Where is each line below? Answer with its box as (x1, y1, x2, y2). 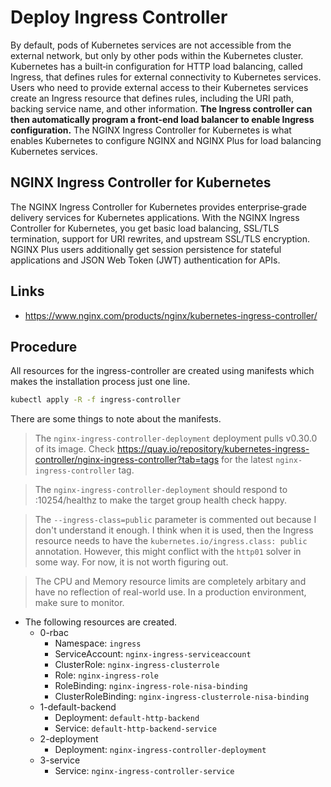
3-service (39, 754, 81, 766)
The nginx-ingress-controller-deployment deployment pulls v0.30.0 (34, 432, 318, 445)
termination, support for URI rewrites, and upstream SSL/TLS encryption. (10, 232, 311, 245)
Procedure (10, 338, 78, 355)
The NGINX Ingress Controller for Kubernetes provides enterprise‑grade (10, 201, 307, 213)
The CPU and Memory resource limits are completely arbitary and (34, 576, 307, 588)
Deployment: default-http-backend (54, 712, 200, 724)
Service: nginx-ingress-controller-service (54, 765, 235, 777)
